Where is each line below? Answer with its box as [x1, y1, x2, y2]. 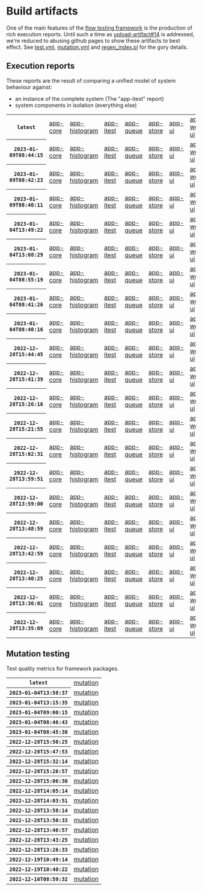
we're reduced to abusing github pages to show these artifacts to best [6, 37, 180, 44]
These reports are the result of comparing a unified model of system [6, 77, 176, 84]
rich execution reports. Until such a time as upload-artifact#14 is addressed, [6, 30, 195, 37]
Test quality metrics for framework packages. [6, 665, 119, 672]
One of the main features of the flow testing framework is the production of [6, 24, 192, 31]
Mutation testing [6, 649, 70, 659]
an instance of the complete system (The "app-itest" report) [14, 95, 164, 102]
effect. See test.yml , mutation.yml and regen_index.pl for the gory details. [6, 43, 188, 51]
